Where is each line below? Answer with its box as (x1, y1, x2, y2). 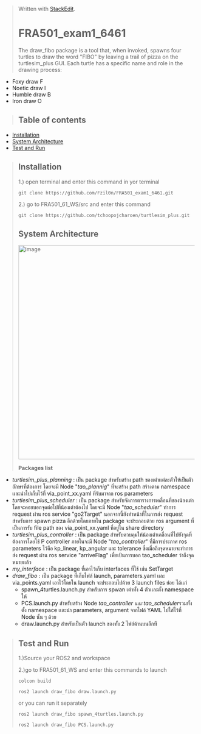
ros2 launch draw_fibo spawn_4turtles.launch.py (18, 711, 144, 718)
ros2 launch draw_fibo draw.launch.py (18, 689, 117, 695)
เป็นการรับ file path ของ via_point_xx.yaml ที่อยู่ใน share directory (12, 524, 164, 532)
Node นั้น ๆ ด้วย (21, 613, 56, 621)
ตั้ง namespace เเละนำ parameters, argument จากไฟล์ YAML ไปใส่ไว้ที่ (21, 607, 182, 614)
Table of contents (18, 115, 86, 126)
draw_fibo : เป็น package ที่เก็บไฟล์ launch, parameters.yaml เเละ (12, 572, 166, 580)
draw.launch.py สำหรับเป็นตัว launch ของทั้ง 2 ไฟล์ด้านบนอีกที (21, 620, 157, 627)
